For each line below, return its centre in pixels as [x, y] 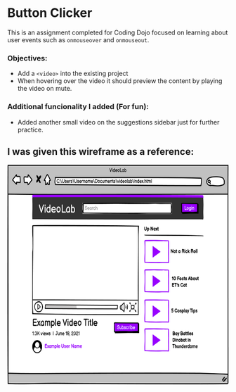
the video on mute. [45, 89]
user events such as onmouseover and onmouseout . [78, 39]
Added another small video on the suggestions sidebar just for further [118, 122]
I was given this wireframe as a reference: [101, 152]
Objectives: [27, 58]
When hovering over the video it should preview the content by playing [120, 81]
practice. [30, 129]
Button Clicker [50, 13]
